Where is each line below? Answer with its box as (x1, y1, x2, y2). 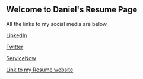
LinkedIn (6, 32, 27, 39)
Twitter (6, 43, 24, 50)
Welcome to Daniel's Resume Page (6, 5, 138, 15)
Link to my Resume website (6, 66, 74, 73)
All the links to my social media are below (6, 20, 107, 27)
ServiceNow (6, 54, 37, 61)
